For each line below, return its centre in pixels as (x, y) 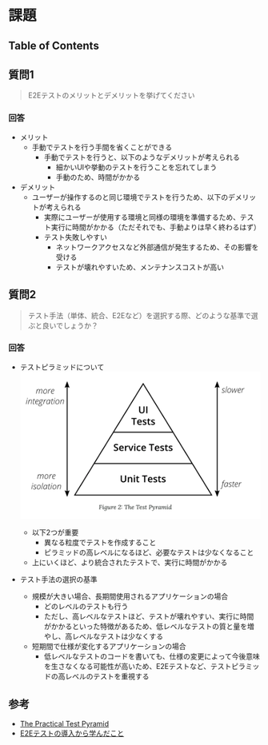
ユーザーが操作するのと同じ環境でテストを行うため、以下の (130, 197)
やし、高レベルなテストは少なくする (104, 636)
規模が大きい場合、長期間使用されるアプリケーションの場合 (130, 596)
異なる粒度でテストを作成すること (100, 543)
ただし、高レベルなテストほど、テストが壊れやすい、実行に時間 (149, 616)
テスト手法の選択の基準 (58, 580)
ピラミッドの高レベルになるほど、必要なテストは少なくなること (149, 552)
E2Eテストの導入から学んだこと (72, 733)
